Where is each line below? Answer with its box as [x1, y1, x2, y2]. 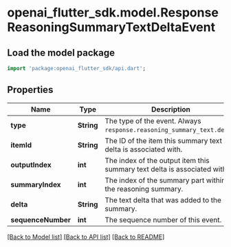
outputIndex [10, 160, 52, 169]
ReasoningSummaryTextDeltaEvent [7, 19, 215, 35]
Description [151, 105, 190, 114]
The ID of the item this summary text [104, 136, 222, 145]
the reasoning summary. [104, 184, 184, 193]
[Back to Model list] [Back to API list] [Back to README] [7, 233, 165, 241]
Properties [7, 84, 54, 96]
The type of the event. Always [104, 116, 201, 125]
